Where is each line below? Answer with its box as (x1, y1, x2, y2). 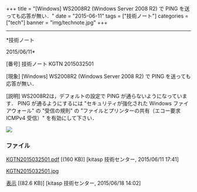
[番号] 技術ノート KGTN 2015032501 (6, 60, 94, 67)
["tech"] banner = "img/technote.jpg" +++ (6, 19, 108, 26)
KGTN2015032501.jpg (6, 167, 59, 174)
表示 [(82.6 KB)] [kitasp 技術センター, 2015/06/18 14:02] (6, 180, 141, 187)
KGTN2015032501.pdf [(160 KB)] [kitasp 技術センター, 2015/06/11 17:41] (6, 156, 179, 163)
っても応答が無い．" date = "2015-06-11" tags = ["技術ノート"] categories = (6, 12, 189, 19)
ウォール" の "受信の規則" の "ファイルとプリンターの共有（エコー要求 (11, 107, 181, 114)
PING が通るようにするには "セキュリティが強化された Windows (17, 100, 172, 107)
